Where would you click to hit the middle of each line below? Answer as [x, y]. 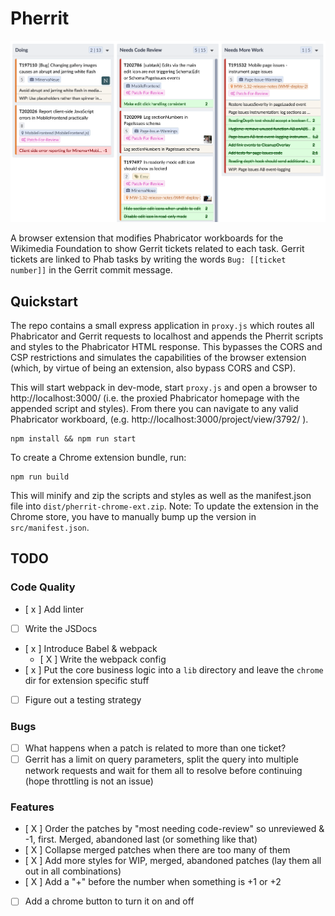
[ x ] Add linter [54, 609]
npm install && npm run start [73, 438]
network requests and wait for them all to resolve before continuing [163, 771]
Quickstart [44, 301]
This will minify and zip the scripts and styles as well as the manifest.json [161, 495]
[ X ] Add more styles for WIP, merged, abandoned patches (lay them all [173, 861]
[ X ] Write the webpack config [103, 659]
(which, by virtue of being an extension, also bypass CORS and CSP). [153, 368]
